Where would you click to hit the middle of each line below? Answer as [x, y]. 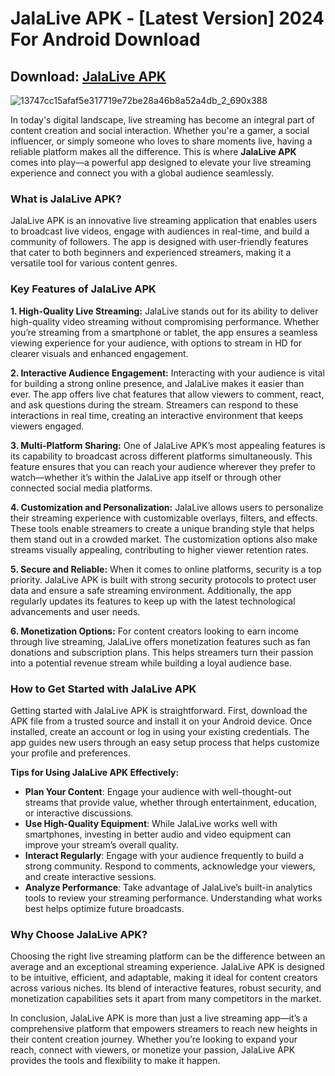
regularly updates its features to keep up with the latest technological [153, 601]
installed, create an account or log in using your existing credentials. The [160, 731]
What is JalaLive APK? [66, 199]
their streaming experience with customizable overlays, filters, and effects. [164, 518]
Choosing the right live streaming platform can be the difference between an [168, 956]
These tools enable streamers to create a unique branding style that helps [162, 528]
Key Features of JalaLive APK [83, 289]
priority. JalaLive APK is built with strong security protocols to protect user [163, 579]
